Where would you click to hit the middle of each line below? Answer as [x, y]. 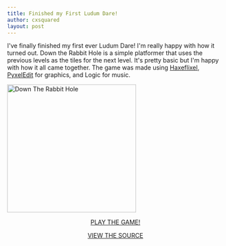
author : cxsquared [33, 20]
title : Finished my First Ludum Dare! [63, 13]
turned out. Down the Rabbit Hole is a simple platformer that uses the [105, 53]
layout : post [26, 26]
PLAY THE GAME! [115, 222]
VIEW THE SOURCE [115, 236]
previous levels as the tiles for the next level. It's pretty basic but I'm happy [113, 60]
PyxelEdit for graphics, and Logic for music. [69, 75]
